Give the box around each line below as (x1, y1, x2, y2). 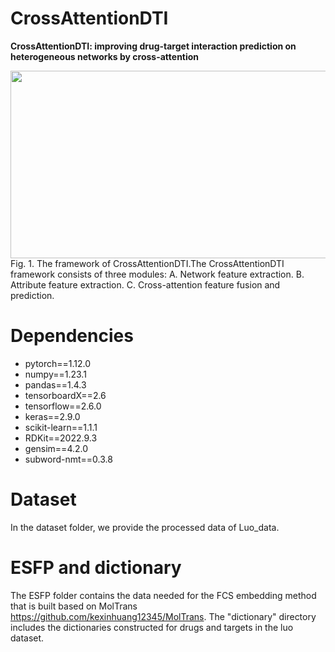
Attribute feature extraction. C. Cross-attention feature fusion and (10, 278, 281, 291)
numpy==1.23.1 (24, 368, 87, 380)
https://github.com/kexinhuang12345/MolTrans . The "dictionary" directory (10, 610, 317, 622)
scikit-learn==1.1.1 (24, 421, 98, 433)
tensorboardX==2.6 (24, 389, 107, 401)
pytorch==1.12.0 (24, 357, 92, 369)
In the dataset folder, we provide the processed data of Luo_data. (10, 521, 280, 533)
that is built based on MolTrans (10, 600, 138, 612)
